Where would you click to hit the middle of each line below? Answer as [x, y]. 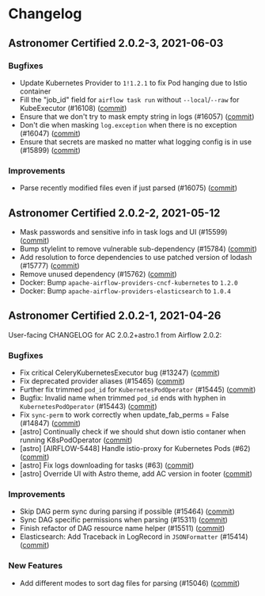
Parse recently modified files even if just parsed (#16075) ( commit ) [128, 188]
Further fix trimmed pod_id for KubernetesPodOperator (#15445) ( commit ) [138, 390]
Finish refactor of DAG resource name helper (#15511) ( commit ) [122, 529]
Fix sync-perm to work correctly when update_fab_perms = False [124, 415]
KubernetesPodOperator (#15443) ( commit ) [88, 407]
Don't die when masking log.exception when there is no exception [128, 124]
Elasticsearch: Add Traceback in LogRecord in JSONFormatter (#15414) [134, 537]
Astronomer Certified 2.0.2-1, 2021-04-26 [115, 316]
